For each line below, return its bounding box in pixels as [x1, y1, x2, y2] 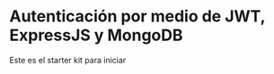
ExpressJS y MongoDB [9, 25, 183, 45]
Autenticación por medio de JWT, [9, 6, 266, 27]
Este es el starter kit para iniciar [9, 54, 127, 65]
